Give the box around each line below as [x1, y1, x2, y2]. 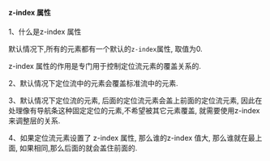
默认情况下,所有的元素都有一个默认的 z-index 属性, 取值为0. [8, 44, 203, 54]
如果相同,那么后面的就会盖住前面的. [19, 143, 138, 153]
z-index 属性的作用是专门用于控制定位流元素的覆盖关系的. [8, 61, 201, 71]
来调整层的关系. [8, 116, 61, 125]
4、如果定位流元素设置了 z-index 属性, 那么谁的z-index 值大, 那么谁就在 [8, 133, 249, 143]
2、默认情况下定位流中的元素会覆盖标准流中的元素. [8, 78, 178, 88]
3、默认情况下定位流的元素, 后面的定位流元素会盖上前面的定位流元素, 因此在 [8, 95, 263, 105]
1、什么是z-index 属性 [8, 27, 82, 36]
